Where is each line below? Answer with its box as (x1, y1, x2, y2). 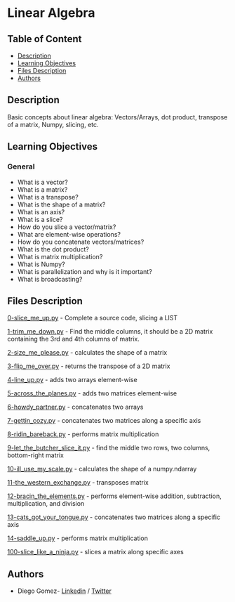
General (7, 162, 35, 171)
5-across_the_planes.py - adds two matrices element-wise (7, 389, 177, 398)
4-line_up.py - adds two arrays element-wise (7, 376, 138, 384)
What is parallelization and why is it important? (17, 267, 152, 275)
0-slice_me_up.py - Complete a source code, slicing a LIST (7, 314, 178, 322)
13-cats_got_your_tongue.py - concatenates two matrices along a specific (7, 513, 221, 521)
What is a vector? (17, 178, 68, 186)
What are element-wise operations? (17, 230, 121, 238)
